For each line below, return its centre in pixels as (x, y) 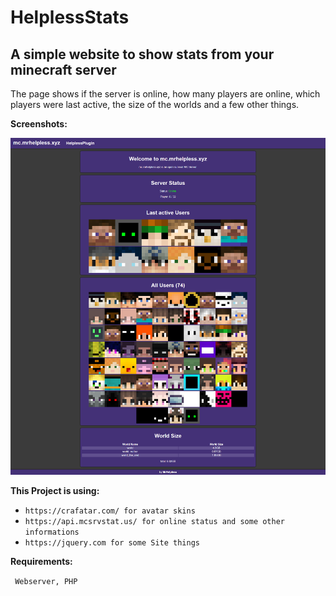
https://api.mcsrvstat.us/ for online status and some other (155, 521)
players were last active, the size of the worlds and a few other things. (155, 104)
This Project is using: (55, 490)
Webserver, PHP (46, 581)
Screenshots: (39, 124)
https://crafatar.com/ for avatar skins (110, 511)
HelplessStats (70, 17)
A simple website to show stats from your (142, 54)
